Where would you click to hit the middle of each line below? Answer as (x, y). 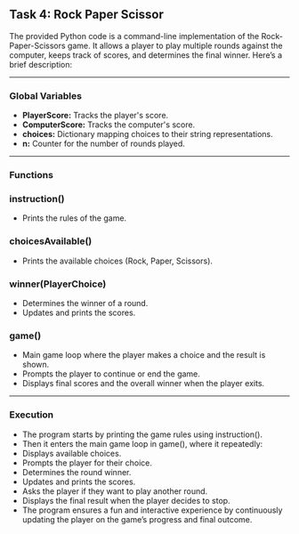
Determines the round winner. (77, 472)
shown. (36, 365)
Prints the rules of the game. (74, 218)
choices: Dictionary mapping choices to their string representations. (147, 134)
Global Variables (46, 95)
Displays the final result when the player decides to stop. (126, 500)
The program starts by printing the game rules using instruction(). (142, 434)
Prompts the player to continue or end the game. (111, 374)
